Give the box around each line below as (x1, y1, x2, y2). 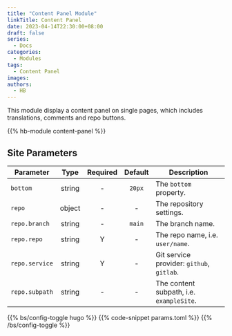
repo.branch (10, 219, 50, 227)
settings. (155, 207, 184, 217)
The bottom (155, 179, 192, 189)
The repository (155, 198, 204, 208)
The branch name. (155, 218, 215, 228)
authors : (7, 81, 32, 88)
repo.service (10, 259, 54, 267)
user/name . (155, 239, 190, 248)
